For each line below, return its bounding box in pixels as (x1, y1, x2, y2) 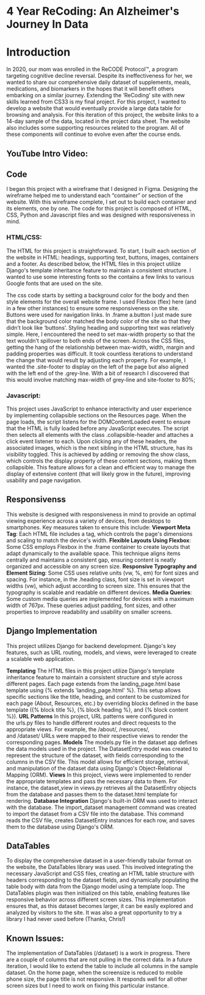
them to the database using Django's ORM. (6, 823, 115, 830)
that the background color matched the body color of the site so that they (6, 317, 191, 325)
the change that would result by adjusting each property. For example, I (6, 356, 186, 363)
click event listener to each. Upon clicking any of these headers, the (6, 438, 178, 445)
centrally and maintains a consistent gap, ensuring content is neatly (6, 556, 176, 564)
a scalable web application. (6, 655, 75, 662)
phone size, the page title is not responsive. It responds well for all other (6, 975, 188, 983)
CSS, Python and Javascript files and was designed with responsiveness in (6, 211, 195, 218)
